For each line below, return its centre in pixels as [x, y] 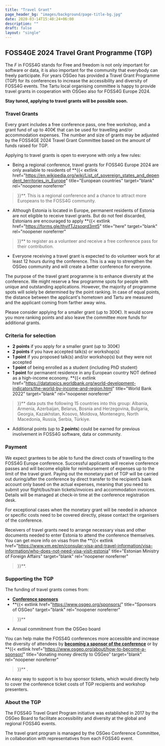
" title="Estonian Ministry [134, 551]
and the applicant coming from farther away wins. [56, 303]
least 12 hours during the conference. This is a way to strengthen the [82, 262]
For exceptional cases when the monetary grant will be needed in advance [81, 510]
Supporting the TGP [29, 579]
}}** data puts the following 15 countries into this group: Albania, [83, 404]
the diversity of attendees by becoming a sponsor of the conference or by [82, 644]
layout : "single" [23, 33]
